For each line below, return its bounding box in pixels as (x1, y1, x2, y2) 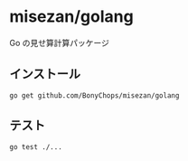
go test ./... (9, 142, 63, 151)
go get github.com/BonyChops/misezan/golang (9, 90, 180, 100)
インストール (9, 66, 81, 82)
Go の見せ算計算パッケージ (9, 37, 110, 48)
